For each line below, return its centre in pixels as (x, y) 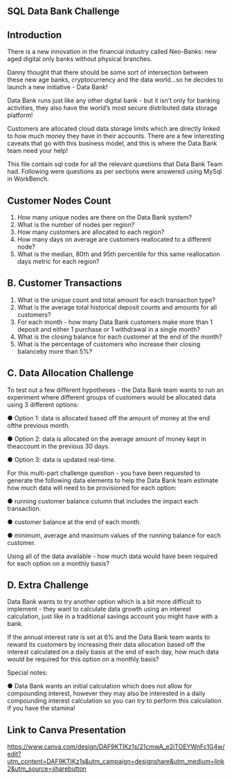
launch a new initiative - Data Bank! (57, 87)
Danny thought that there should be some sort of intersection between (108, 73)
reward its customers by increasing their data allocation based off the (106, 645)
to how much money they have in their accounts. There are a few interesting (116, 136)
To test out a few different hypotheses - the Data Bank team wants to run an (115, 390)
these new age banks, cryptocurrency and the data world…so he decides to (115, 80)
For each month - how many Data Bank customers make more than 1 (115, 322)
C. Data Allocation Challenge (70, 373)
